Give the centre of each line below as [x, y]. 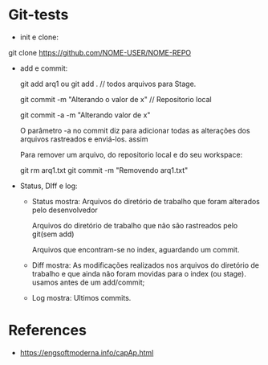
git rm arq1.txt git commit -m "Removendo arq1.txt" [104, 170]
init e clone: [39, 37]
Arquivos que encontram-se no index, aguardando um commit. [136, 249]
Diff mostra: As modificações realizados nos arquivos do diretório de [145, 265]
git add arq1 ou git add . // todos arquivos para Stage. [108, 84]
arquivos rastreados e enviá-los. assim [84, 139]
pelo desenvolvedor [65, 210]
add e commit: [44, 68]
